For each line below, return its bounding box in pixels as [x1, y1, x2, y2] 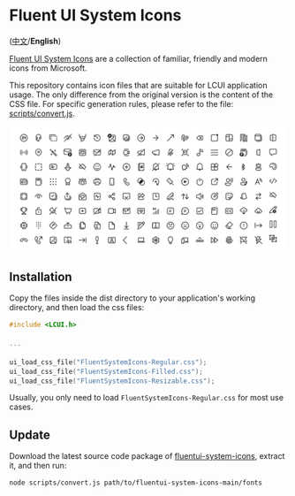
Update [9, 427, 51, 442]
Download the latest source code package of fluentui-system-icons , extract [9, 451, 285, 462]
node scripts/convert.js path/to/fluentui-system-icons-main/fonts [9, 478, 263, 487]
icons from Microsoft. [9, 63, 87, 73]
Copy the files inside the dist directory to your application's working [9, 293, 256, 303]
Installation [9, 269, 72, 284]
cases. [9, 401, 34, 412]
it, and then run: [9, 461, 67, 471]
